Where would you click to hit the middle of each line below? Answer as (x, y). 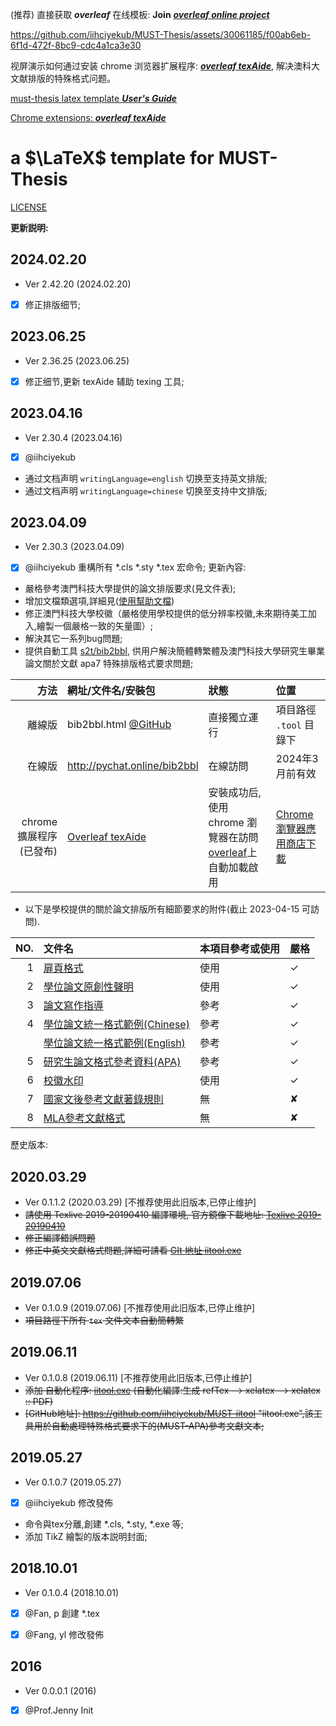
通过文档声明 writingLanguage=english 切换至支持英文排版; (146, 478)
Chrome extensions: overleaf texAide (88, 117)
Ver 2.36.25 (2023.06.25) (77, 360)
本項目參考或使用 (239, 949)
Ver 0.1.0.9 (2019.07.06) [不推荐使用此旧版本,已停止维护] (140, 1308)
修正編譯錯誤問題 (60, 1238)
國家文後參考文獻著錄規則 (103, 1100)
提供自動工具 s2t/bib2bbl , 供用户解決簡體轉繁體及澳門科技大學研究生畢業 (174, 651)
